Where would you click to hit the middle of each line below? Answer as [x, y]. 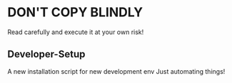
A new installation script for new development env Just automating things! [116, 71]
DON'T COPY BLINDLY [75, 12]
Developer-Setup [46, 54]
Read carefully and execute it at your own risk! [76, 32]
